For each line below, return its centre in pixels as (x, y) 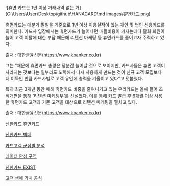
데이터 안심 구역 (21, 156)
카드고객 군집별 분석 (25, 145)
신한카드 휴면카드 (22, 124)
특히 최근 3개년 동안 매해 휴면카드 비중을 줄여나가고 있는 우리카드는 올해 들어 (81, 89)
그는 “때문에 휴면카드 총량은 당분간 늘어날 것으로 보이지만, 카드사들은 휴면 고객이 (85, 66)
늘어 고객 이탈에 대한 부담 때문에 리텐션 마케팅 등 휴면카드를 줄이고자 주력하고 (82, 38)
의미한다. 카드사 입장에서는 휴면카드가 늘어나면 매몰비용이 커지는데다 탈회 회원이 (85, 31)
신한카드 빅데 (18, 135)
